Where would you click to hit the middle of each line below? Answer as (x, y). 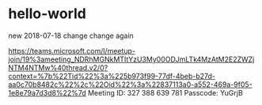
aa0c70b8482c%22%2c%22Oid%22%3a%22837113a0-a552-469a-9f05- (131, 84)
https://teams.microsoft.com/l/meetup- (72, 51)
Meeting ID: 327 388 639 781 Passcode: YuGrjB (165, 92)
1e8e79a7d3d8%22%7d (47, 92)
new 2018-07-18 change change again (71, 36)
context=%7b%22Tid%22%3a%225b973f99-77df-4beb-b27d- (112, 76)
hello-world (47, 14)
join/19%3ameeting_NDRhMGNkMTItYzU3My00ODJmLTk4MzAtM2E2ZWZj (131, 59)
